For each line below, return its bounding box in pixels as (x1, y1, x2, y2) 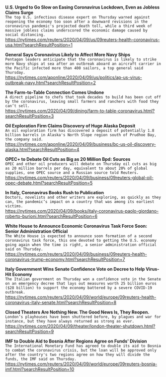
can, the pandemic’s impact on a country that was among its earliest (5, 199, 155, 204)
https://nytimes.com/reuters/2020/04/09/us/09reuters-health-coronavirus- (5, 37, 160, 42)
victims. (5, 204, 23, 209)
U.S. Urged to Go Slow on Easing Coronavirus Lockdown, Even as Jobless (5, 4, 160, 10)
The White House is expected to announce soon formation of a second (5, 234, 153, 239)
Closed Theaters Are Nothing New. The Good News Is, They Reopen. (5, 309, 150, 315)
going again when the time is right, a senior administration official (5, 242, 157, 247)
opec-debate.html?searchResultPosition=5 (5, 180, 93, 186)
